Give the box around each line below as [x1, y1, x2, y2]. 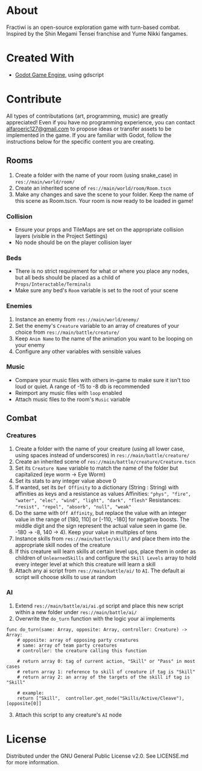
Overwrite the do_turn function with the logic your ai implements [14, 615, 175, 622]
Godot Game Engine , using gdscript [14, 71, 104, 78]
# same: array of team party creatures [17, 642, 118, 648]
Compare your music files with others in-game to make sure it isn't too [14, 376, 191, 383]
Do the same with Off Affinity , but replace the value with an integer [14, 509, 187, 516]
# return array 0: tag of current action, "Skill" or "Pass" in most [17, 658, 196, 664]
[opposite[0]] [6, 700, 42, 706]
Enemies [6, 302, 33, 310]
